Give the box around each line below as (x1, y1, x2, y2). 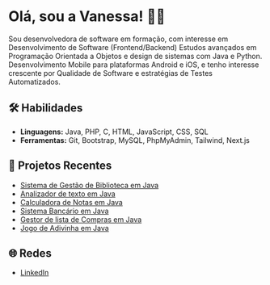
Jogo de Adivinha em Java (19, 223, 109, 233)
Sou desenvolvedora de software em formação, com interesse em (8, 34, 229, 44)
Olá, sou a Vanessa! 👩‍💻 (8, 7, 166, 26)
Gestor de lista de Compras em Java (19, 214, 142, 224)
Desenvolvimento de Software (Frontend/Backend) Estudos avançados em (8, 42, 257, 52)
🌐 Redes (8, 246, 53, 260)
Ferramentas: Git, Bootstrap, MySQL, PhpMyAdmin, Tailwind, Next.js (19, 135, 251, 145)
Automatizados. (8, 77, 61, 86)
